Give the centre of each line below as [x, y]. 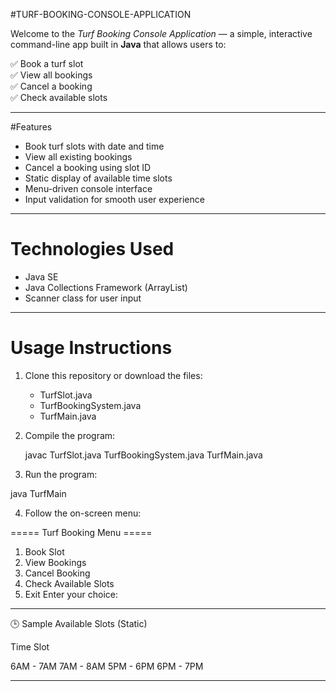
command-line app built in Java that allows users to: [118, 44]
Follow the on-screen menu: [83, 513]
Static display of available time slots [98, 178]
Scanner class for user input [83, 298]
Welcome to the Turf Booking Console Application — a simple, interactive [161, 33]
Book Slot [44, 551]
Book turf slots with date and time [94, 146]
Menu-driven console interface [88, 188]
